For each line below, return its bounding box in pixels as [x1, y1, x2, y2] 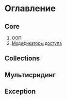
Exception [4, 87, 36, 96]
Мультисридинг [4, 71, 56, 79]
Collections [4, 54, 40, 63]
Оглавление [4, 3, 56, 14]
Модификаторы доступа [11, 40, 62, 46]
